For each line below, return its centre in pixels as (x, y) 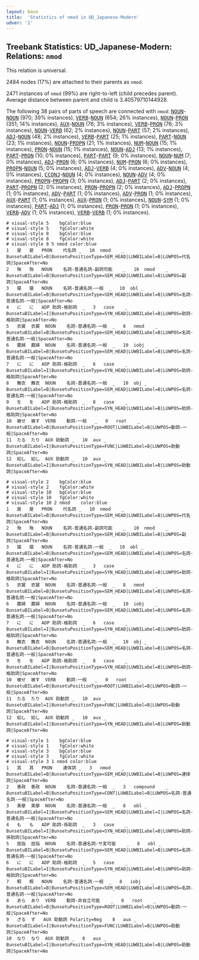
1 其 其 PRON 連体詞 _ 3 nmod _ (65, 768)
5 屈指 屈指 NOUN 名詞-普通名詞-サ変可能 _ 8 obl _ (84, 844)
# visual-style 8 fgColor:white (50, 239)
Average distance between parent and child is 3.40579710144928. (87, 100)
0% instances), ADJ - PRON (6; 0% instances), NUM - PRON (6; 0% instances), (97, 162)
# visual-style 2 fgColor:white (50, 487)
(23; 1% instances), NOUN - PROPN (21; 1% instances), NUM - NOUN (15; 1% (92, 143)
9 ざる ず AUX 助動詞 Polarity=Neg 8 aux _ (71, 920)
